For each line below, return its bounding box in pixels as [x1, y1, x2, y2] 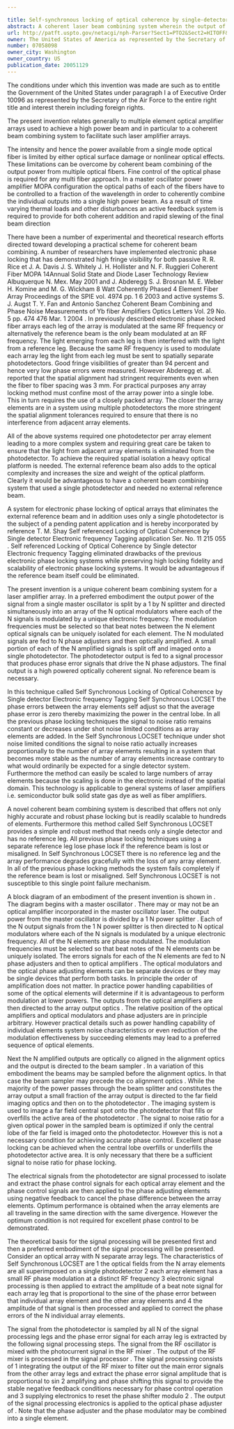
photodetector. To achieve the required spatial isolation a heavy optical [7, 454, 211, 462]
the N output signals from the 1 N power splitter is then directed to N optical [7, 922, 224, 931]
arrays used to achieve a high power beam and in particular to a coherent [7, 124, 218, 133]
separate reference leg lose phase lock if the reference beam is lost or [7, 842, 209, 850]
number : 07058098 [7, 43, 58, 50]
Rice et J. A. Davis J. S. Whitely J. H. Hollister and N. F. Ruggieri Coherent [7, 262, 218, 271]
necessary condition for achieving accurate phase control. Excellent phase [7, 1136, 221, 1144]
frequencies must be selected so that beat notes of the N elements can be [7, 944, 221, 953]
